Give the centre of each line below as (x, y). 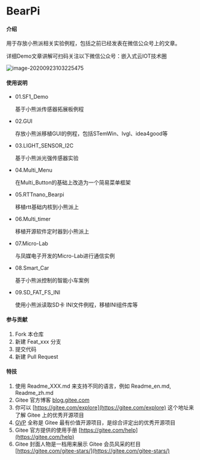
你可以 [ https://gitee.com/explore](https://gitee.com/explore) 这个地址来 (105, 407)
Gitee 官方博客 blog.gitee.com (52, 400)
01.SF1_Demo (32, 96)
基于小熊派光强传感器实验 (47, 158)
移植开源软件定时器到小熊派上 (52, 231)
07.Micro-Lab (31, 243)
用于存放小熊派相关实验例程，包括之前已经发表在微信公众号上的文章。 (93, 43)
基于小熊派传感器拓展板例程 (49, 109)
